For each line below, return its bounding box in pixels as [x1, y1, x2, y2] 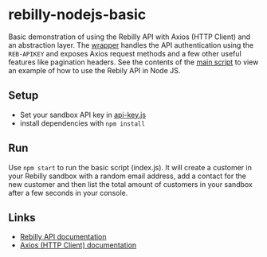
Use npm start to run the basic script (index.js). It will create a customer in [8, 162, 253, 172]
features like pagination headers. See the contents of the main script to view [8, 57, 259, 67]
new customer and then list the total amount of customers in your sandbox [8, 179, 253, 189]
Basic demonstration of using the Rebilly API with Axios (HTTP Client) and [8, 32, 251, 41]
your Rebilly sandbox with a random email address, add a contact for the [8, 171, 247, 181]
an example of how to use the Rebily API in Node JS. [8, 65, 181, 75]
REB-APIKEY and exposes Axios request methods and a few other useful [8, 49, 241, 58]
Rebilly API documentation [19, 232, 107, 242]
